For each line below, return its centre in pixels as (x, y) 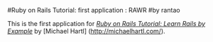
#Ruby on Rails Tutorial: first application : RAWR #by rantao (94, 10)
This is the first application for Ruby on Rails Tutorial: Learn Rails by (106, 23)
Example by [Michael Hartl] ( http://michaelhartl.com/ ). (86, 31)
